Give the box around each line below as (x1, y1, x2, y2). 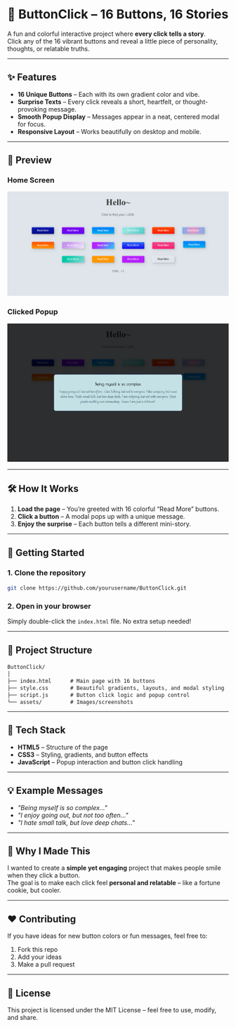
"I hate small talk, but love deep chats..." (17, 818, 136, 827)
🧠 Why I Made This (7, 845, 91, 857)
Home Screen (7, 175, 55, 185)
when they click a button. (7, 871, 81, 880)
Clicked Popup (7, 307, 58, 317)
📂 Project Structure (7, 644, 93, 656)
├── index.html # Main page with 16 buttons (7, 677, 156, 684)
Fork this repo (17, 946, 58, 954)
